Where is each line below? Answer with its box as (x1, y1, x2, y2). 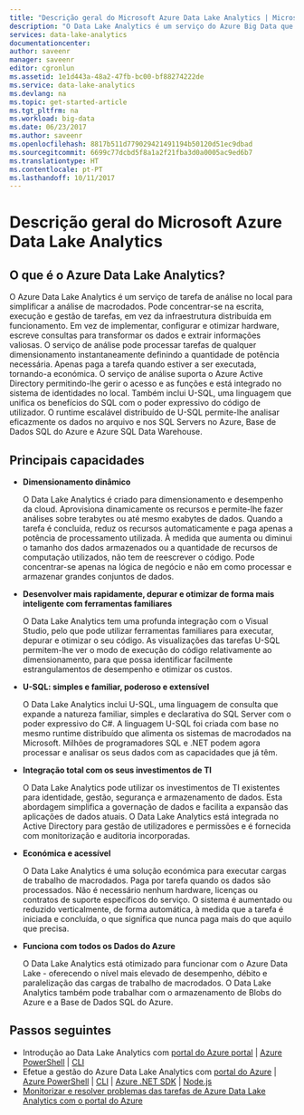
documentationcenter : (9, 38, 91, 48)
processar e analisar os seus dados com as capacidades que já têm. (22, 747, 279, 758)
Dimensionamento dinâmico (22, 476, 131, 487)
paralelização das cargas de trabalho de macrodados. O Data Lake (22, 977, 271, 988)
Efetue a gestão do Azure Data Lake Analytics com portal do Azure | (22, 1066, 278, 1077)
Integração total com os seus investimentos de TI (22, 764, 213, 775)
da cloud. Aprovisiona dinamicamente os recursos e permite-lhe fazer (22, 504, 283, 514)
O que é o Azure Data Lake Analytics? (9, 267, 226, 283)
